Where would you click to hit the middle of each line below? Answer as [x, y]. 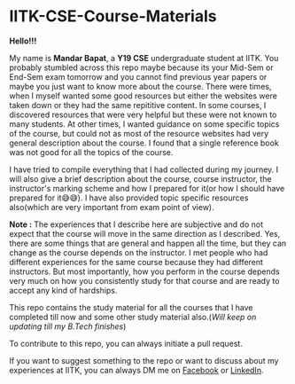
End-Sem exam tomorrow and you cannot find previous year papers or [138, 76]
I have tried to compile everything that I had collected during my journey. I [144, 169]
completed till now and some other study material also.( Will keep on [133, 317]
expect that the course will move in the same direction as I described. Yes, [145, 233]
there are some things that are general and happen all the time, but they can [148, 243]
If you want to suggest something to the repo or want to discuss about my [144, 360]
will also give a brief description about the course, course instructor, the [140, 178]
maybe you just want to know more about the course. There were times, [140, 86]
